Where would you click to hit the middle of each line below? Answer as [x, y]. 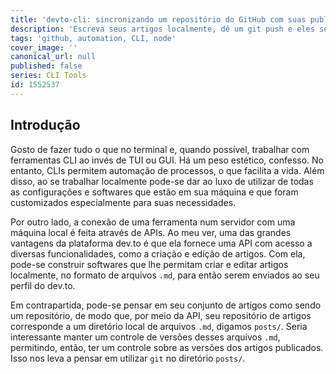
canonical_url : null [53, 57]
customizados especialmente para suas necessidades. [123, 202]
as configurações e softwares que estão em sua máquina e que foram [154, 192]
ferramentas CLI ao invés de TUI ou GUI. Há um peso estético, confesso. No [167, 160]
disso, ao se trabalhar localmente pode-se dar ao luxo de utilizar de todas [162, 181]
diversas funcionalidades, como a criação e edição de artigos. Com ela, [158, 253]
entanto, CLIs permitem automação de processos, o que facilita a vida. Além [167, 170]
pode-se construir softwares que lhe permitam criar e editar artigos [149, 264]
